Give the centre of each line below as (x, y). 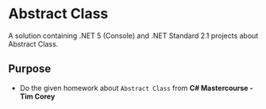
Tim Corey (37, 96)
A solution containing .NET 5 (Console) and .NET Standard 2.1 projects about (133, 36)
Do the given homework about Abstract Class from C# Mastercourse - (137, 88)
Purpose (30, 69)
